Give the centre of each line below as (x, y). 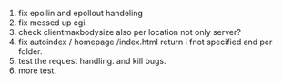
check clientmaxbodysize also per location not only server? (129, 32)
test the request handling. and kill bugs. (92, 61)
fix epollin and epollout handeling (80, 13)
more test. (37, 70)
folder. (30, 51)
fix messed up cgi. (53, 23)
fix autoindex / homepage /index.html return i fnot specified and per (145, 41)
